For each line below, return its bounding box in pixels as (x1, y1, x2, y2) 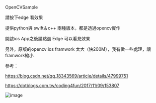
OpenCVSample (5, 4, 38, 10)
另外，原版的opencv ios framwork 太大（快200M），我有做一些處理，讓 (5, 46, 152, 52)
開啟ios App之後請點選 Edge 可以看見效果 (5, 36, 90, 41)
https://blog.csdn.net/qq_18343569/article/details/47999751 (5, 73, 128, 79)
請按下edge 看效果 (5, 14, 43, 20)
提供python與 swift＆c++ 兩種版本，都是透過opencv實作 (5, 25, 121, 31)
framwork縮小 (5, 52, 34, 58)
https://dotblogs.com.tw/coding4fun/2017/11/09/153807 (5, 83, 120, 89)
